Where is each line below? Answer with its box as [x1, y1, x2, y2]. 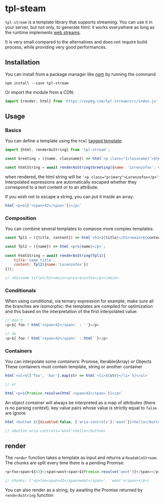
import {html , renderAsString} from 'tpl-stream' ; [5, 147, 110, 152]
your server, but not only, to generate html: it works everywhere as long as [5, 24, 155, 30]
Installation [5, 58, 40, 66]
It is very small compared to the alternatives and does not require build [5, 39, 147, 44]
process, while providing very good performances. [5, 44, 107, 50]
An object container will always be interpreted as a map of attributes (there [5, 399, 156, 405]
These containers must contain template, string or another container [5, 364, 143, 370]
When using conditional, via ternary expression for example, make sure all [5, 298, 154, 304]
